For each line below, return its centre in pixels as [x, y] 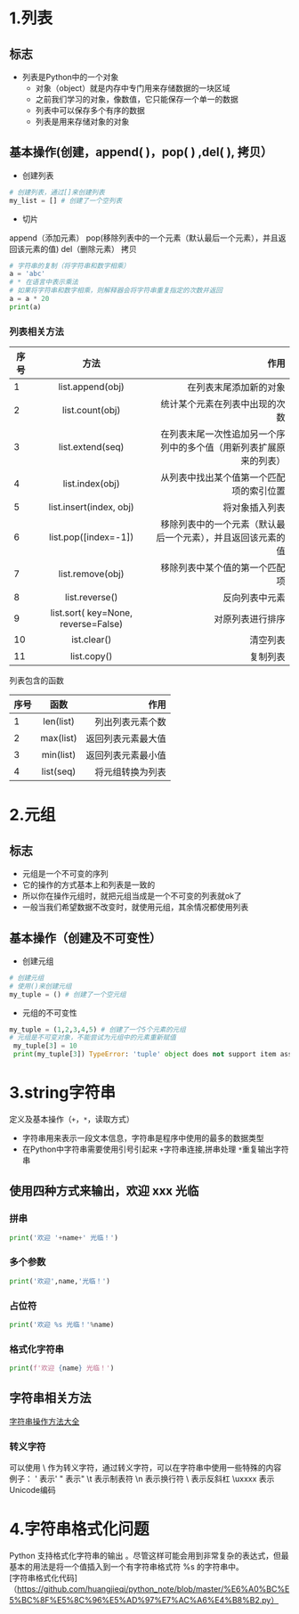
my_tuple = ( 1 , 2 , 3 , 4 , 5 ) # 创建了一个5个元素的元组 [98, 1030]
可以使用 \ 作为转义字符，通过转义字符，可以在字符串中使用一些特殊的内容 [145, 1468]
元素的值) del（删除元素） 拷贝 [81, 249]
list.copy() [91, 656]
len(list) [59, 721]
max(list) [59, 738]
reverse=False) [91, 624]
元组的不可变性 [49, 1013]
